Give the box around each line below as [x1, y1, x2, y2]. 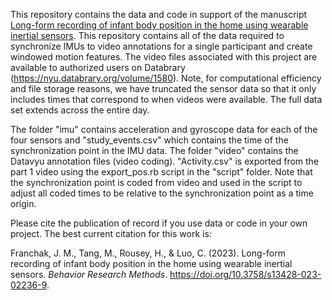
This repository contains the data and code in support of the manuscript [10, 9, 308, 20]
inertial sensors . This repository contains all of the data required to [10, 30, 285, 41]
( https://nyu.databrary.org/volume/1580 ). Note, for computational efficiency [10, 72, 322, 84]
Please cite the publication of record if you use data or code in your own [10, 217, 308, 229]
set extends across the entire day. [10, 104, 150, 116]
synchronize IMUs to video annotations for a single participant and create [10, 40, 313, 52]
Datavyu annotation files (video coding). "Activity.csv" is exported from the [10, 155, 320, 167]
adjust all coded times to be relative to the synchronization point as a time [10, 187, 314, 199]
